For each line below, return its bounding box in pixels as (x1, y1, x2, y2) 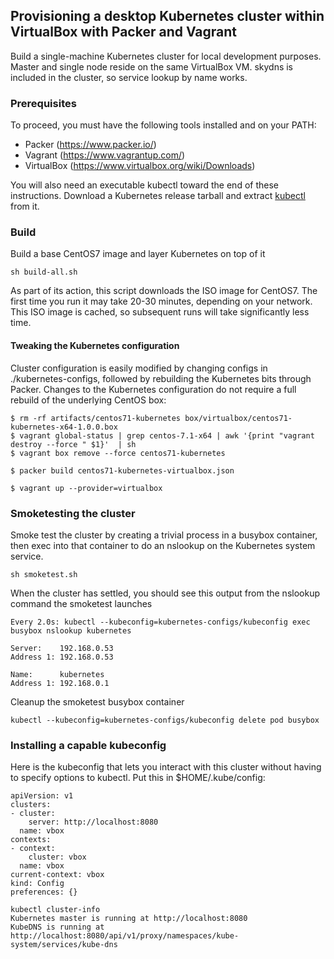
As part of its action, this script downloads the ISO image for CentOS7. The (10, 285, 318, 297)
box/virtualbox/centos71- (184, 413, 293, 423)
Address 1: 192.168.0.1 (10, 678, 110, 688)
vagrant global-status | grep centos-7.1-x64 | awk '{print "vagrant (19, 430, 315, 441)
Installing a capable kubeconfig (10, 738, 167, 752)
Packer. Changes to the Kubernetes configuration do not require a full (10, 383, 297, 395)
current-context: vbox (10, 870, 105, 880)
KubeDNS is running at (10, 922, 105, 933)
